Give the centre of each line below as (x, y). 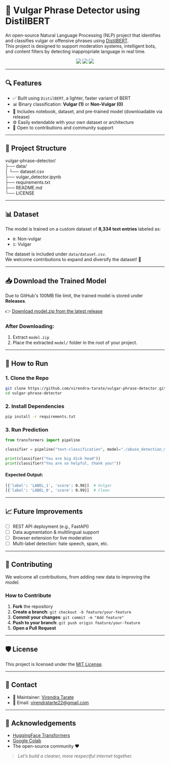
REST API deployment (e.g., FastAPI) (51, 526)
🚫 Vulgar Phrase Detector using (73, 10)
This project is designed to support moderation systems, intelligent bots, (81, 46)
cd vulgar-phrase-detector (34, 393)
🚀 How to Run (27, 363)
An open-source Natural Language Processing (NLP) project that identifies (83, 35)
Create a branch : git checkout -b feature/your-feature (72, 612)
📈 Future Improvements (44, 512)
